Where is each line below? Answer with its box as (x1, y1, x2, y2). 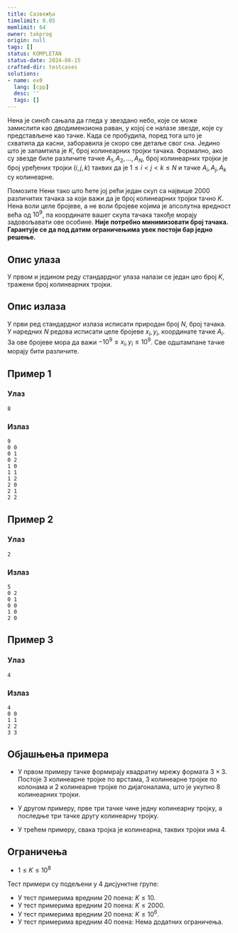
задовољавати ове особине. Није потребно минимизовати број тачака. (7, 218, 229, 227)
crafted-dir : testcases (7, 63, 78, 71)
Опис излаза (7, 301, 66, 313)
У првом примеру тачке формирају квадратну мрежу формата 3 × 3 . (17, 767, 227, 775)
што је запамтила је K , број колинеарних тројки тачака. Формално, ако (7, 147, 223, 155)
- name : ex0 (7, 76, 43, 84)
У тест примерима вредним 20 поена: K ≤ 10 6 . (17, 909, 160, 919)
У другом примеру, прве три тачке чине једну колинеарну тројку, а (17, 803, 222, 813)
